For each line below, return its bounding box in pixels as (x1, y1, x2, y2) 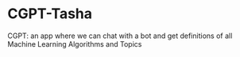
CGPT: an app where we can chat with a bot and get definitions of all (7, 31, 233, 40)
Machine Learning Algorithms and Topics (7, 39, 142, 48)
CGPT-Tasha (7, 5, 93, 23)
